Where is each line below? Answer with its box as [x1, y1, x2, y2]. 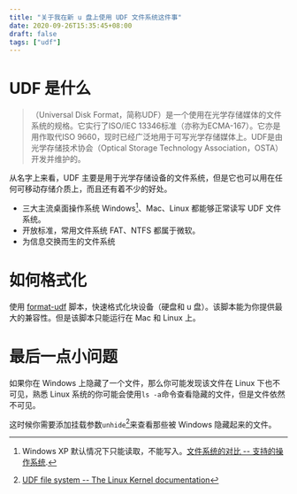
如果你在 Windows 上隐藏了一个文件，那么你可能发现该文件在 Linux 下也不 [9, 377, 281, 388]
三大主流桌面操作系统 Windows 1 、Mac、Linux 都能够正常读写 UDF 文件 [21, 201, 282, 213]
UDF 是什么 [9, 79, 91, 98]
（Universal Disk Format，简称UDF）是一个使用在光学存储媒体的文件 [30, 110, 283, 120]
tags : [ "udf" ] [9, 37, 62, 47]
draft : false [9, 29, 57, 38]
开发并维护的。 [30, 154, 86, 165]
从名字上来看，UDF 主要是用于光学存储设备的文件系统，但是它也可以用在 [9, 173, 276, 183]
